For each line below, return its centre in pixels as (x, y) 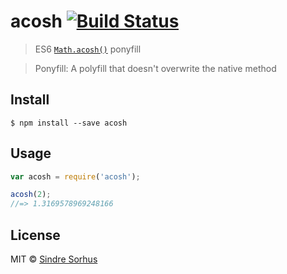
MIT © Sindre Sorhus (54, 259)
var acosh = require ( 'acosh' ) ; (75, 176)
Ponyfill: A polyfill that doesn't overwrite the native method (155, 68)
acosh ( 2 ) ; (31, 195)
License (35, 235)
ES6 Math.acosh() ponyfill (88, 49)
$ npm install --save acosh (69, 123)
